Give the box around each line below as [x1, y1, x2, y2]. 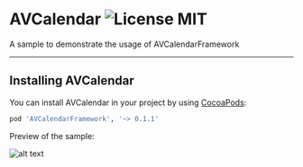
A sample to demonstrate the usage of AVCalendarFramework [9, 39, 240, 49]
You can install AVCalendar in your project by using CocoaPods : [9, 97, 247, 108]
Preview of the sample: [9, 130, 95, 141]
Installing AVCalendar [9, 73, 134, 89]
